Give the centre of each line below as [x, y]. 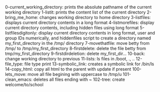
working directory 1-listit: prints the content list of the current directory [75, 12]
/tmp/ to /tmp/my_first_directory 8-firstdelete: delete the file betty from [76, 48]
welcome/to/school [24, 84]
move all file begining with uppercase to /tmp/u [75, 74]
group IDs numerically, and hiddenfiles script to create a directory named [78, 38]
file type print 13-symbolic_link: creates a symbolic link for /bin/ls [89, 64]
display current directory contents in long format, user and [97, 33]
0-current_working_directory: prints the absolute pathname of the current [78, 7]
